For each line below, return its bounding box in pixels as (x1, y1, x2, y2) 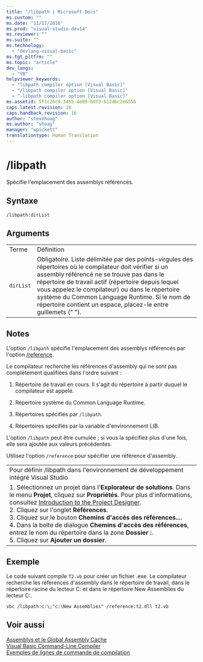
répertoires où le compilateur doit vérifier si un (37, 263, 169, 271)
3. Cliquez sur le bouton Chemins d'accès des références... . (9, 513, 182, 522)
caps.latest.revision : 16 (6, 104, 71, 111)
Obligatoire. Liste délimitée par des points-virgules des (37, 255, 193, 263)
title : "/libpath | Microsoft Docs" (6, 8, 98, 15)
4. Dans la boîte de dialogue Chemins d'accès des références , (9, 521, 189, 529)
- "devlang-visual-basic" (11, 48, 77, 54)
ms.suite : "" (6, 37, 39, 43)
